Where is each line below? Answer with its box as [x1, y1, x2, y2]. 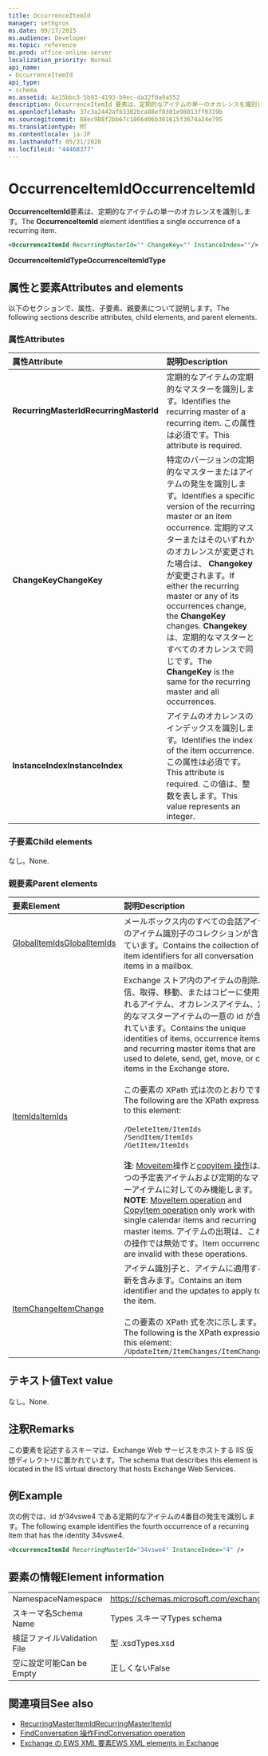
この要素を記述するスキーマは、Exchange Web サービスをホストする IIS [8, 1445, 245, 1455]
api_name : [8, 64, 41, 72]
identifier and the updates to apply [123, 1285, 253, 1296]
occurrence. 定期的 [166, 522, 238, 533]
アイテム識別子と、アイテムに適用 [123, 1262, 250, 1274]
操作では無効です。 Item [131, 1238, 219, 1249]
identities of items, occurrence [123, 1033, 238, 1044]
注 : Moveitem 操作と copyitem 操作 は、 [123, 1160, 266, 1171]
